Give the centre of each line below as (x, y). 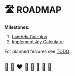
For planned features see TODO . (37, 51)
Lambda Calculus (29, 37)
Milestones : (17, 27)
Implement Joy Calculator (38, 42)
